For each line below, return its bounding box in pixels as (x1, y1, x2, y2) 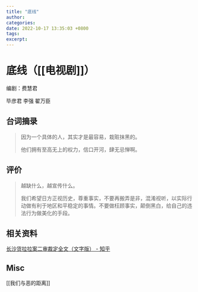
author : (6, 14, 25, 20)
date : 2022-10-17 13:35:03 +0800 (6, 25, 89, 32)
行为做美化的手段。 (25, 209, 73, 216)
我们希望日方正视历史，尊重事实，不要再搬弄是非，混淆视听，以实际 (20, 194, 187, 202)
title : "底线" (6, 8, 40, 15)
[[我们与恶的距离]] (6, 280, 50, 287)
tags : (6, 31, 20, 37)
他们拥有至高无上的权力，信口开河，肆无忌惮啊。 (20, 146, 140, 153)
